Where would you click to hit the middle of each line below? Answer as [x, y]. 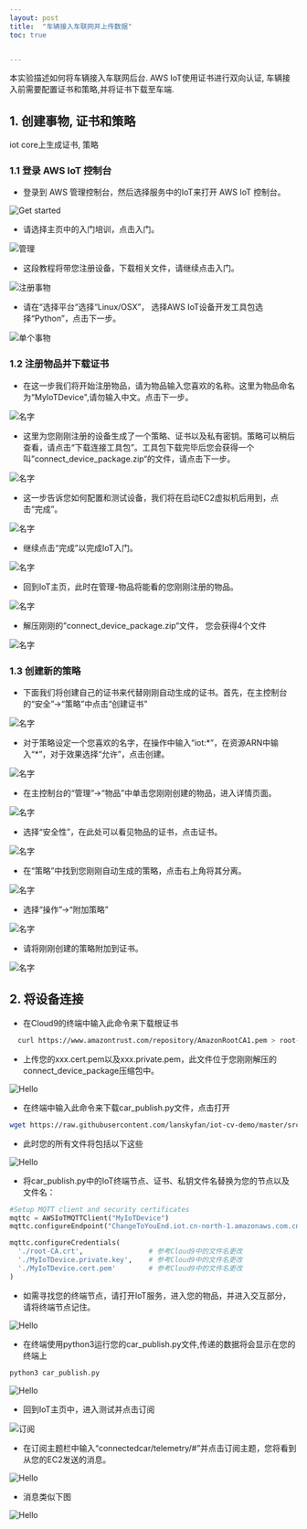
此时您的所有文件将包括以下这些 [83, 1143]
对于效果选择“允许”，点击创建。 [110, 754]
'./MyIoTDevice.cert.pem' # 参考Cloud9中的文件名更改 [130, 1268]
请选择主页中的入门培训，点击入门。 [91, 229]
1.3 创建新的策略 [45, 671]
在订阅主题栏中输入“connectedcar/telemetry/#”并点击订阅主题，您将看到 [159, 1448]
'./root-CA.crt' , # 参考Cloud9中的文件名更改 [130, 1252]
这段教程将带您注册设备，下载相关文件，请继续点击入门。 [131, 268]
